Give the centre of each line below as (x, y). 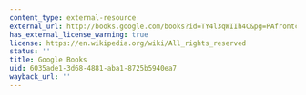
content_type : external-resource (73, 18)
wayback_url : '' (40, 77)
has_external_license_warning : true (79, 34)
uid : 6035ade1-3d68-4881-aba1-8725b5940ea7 (93, 69)
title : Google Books (49, 60)
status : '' (30, 52)
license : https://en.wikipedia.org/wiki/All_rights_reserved (128, 43)
